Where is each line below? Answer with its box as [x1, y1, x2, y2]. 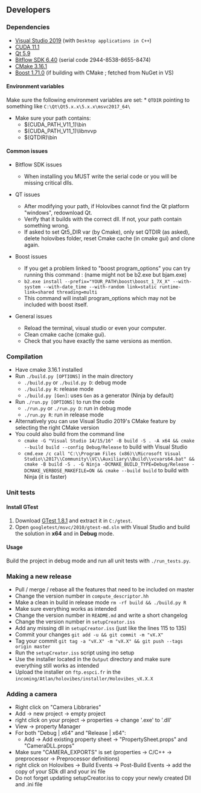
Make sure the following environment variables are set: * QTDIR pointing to [6, 96, 190, 104]
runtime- [159, 284, 181, 290]
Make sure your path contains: [14, 114, 91, 122]
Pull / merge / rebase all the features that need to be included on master [14, 586, 194, 593]
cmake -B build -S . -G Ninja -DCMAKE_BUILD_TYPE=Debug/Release [24, 461, 190, 468]
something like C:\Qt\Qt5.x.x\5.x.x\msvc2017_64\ [6, 102, 131, 110]
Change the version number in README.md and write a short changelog [14, 611, 188, 619]
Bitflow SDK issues [14, 161, 62, 168]
